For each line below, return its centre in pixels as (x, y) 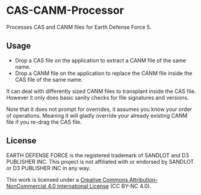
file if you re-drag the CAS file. (44, 122)
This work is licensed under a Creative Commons (67, 179)
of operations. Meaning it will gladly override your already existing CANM (97, 115)
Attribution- (144, 179)
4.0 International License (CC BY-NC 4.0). (100, 186)
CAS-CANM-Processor (65, 10)
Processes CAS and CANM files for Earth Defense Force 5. (79, 27)
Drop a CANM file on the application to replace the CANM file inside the (104, 73)
